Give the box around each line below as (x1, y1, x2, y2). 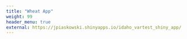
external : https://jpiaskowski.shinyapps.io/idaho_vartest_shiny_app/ (6, 24, 182, 30)
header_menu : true (6, 19, 51, 25)
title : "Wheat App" (6, 8, 54, 14)
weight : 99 (6, 14, 33, 19)
